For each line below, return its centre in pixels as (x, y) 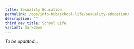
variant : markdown (24, 28)
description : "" (21, 18)
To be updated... (22, 41)
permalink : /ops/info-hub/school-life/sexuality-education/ (67, 14)
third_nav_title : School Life (36, 23)
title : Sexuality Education (34, 9)
